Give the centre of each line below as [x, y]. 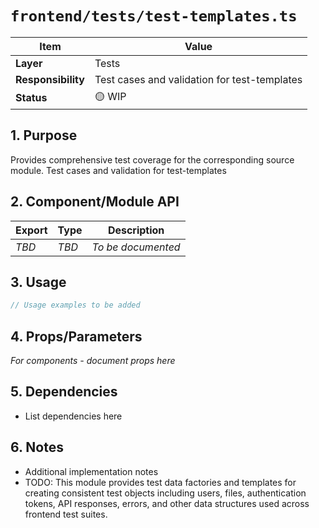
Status [31, 98]
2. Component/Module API [95, 202]
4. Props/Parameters [76, 336]
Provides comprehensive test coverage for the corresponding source [152, 159]
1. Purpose [44, 135]
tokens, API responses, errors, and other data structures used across [167, 503]
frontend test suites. [66, 514]
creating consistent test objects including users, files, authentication [165, 493]
